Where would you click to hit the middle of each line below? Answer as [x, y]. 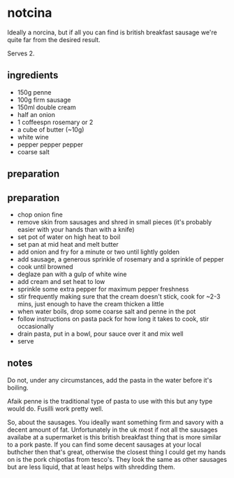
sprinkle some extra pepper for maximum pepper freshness [103, 289]
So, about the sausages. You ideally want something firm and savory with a [115, 422]
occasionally [36, 326]
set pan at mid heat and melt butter [68, 244]
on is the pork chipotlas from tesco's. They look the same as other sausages [117, 459]
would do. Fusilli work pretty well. [55, 409]
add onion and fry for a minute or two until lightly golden [98, 252]
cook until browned [45, 266]
